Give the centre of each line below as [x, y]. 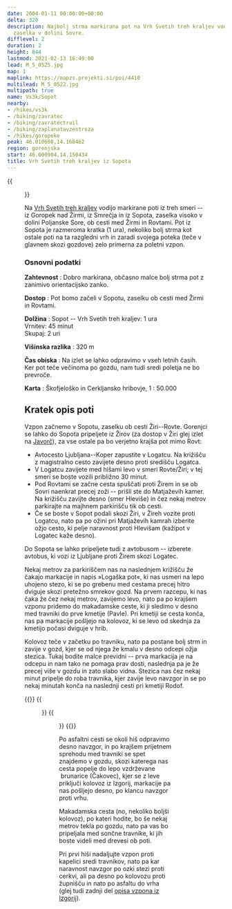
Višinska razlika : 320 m [59, 347]
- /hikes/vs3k [28, 110]
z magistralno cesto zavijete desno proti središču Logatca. [117, 462]
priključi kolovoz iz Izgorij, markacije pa [115, 783]
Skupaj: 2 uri [42, 334]
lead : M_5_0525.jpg [35, 65]
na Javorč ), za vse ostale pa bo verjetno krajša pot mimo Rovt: [113, 441]
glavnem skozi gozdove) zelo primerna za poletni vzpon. [105, 244]
